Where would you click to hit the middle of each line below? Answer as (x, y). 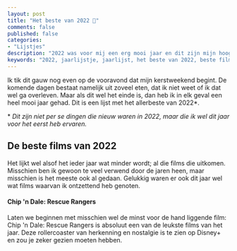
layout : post (26, 14)
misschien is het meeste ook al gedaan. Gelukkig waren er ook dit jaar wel (115, 178)
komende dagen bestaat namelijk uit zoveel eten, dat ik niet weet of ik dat (114, 87)
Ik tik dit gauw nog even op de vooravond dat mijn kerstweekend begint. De (117, 80)
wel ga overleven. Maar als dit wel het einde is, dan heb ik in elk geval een (115, 95)
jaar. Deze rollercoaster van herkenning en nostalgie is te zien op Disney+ (114, 232)
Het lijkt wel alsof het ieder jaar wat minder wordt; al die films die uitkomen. (116, 163)
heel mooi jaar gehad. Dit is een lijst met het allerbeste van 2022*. (103, 103)
